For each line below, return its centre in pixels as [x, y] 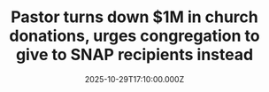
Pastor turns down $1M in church [134, 17]
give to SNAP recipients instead [134, 55]
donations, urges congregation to [134, 36]
